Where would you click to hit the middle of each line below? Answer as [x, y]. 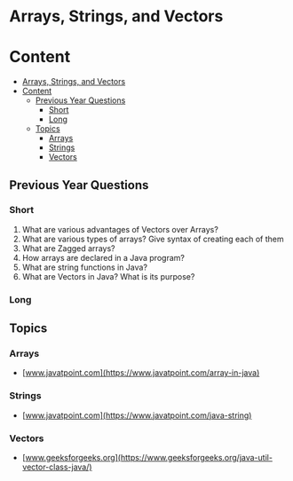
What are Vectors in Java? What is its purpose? [108, 276]
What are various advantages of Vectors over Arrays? [120, 229]
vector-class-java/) [57, 467]
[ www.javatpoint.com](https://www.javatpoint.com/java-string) [137, 415]
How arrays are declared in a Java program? [103, 257]
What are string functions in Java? [85, 267]
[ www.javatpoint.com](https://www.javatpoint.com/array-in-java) [141, 373]
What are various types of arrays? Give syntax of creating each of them [153, 239]
